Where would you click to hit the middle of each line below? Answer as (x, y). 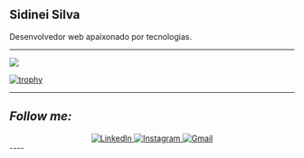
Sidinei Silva (45, 15)
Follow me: (41, 116)
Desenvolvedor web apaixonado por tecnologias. (101, 36)
